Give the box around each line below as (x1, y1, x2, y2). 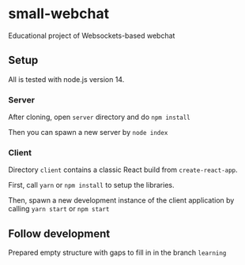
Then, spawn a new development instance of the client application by (8, 196, 235, 205)
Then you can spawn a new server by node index (8, 128, 168, 137)
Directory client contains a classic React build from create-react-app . (8, 165, 239, 174)
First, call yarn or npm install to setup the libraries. (8, 181, 175, 190)
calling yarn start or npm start (8, 204, 110, 214)
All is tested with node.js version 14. (8, 74, 125, 84)
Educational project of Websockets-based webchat (8, 31, 175, 40)
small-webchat (8, 5, 109, 23)
